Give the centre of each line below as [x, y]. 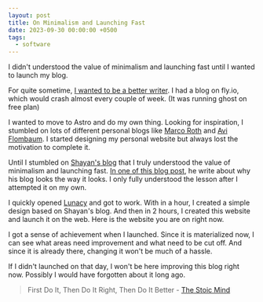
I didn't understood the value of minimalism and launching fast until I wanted [131, 67]
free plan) [24, 107]
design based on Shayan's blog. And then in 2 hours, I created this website [130, 211]
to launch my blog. [38, 75]
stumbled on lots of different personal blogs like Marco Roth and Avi [118, 131]
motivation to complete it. [49, 147]
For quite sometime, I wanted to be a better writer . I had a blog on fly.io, [124, 90]
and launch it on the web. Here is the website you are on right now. [116, 220]
